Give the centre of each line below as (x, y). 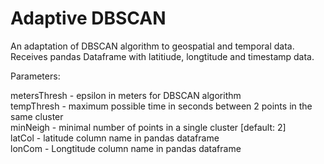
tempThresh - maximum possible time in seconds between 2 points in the (161, 106)
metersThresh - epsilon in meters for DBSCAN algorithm (126, 95)
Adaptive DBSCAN (88, 18)
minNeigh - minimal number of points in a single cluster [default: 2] (148, 127)
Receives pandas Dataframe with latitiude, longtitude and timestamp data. (162, 56)
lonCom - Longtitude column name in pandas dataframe (126, 148)
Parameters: (35, 76)
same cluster (37, 116)
